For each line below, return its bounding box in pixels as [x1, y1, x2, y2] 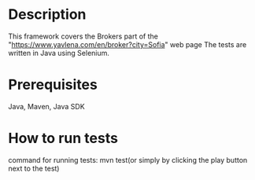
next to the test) [8, 163, 60, 173]
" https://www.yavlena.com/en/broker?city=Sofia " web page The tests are [8, 39, 247, 49]
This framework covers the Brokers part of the [8, 31, 159, 41]
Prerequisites [8, 76, 98, 94]
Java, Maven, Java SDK [8, 101, 85, 111]
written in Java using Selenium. [8, 48, 110, 57]
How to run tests [8, 130, 118, 147]
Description [8, 6, 87, 24]
